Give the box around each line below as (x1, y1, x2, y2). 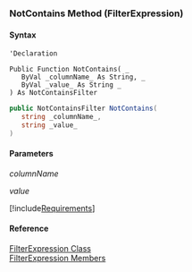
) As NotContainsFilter (9, 89, 98, 98)
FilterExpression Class (9, 243, 92, 254)
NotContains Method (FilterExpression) (9, 7, 184, 20)
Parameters (9, 149, 54, 159)
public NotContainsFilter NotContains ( (9, 104, 158, 114)
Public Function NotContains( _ (9, 65, 129, 74)
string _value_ (21, 120, 78, 130)
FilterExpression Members (9, 253, 106, 264)
